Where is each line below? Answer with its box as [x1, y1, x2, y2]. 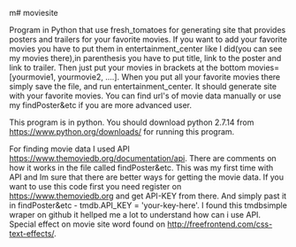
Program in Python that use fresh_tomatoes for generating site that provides [9, 25, 286, 35]
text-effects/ [9, 228, 55, 238]
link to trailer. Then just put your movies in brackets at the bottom [9, 62, 247, 73]
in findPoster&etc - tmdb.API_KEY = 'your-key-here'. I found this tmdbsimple [9, 200, 287, 211]
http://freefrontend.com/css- [167, 219, 273, 229]
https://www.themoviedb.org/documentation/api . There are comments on [9, 153, 277, 163]
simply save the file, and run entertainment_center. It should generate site [9, 81, 277, 91]
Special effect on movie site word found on [9, 219, 166, 229]
